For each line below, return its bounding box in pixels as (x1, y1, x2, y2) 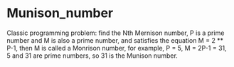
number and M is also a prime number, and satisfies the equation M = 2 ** (6, 36, 224, 44)
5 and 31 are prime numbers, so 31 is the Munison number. (6, 51, 179, 60)
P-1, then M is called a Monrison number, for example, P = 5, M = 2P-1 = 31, (6, 43, 227, 52)
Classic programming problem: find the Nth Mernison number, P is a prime (6, 29, 225, 37)
